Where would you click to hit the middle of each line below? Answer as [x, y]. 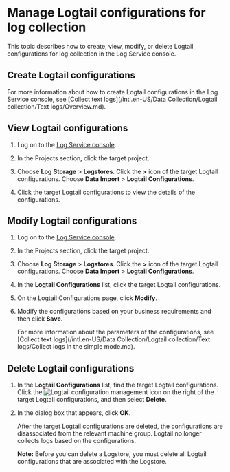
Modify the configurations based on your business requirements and [114, 312]
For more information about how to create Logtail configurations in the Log [113, 92]
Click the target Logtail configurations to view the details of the [106, 192]
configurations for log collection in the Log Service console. [92, 54]
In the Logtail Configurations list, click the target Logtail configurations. [119, 285]
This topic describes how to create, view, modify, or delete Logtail [100, 46]
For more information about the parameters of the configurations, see [115, 332]
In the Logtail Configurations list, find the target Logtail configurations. [117, 385]
